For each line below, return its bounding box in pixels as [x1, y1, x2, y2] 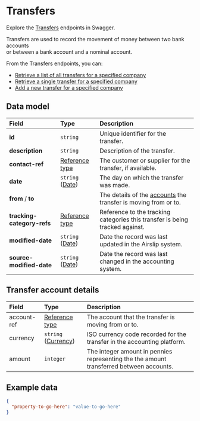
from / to [9, 194, 35, 203]
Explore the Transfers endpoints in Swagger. [6, 24, 115, 31]
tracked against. [99, 222, 145, 231]
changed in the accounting [99, 257, 174, 266]
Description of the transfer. [99, 147, 176, 155]
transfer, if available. [99, 163, 157, 172]
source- [9, 253, 34, 261]
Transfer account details [6, 285, 99, 295]
